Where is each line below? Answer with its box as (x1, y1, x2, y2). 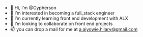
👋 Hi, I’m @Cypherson (10, 5, 56, 10)
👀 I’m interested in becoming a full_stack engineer (10, 10, 115, 16)
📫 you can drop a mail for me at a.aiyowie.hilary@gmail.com (10, 26, 138, 32)
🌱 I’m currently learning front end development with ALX (10, 15, 128, 21)
